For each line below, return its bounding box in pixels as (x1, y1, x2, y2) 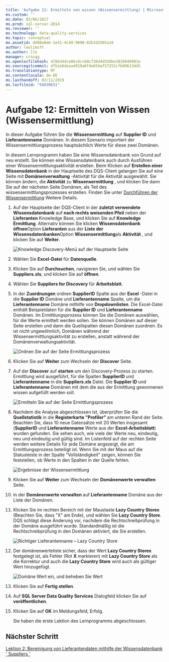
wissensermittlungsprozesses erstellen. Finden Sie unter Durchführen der (6, 189, 158, 195)
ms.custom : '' (6, 12, 36, 17)
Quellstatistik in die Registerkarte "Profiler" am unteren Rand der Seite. (13, 414, 163, 420)
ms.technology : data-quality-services (6, 31, 87, 36)
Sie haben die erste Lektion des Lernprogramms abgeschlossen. (13, 618, 147, 624)
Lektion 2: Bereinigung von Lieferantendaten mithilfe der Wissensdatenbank (6, 645, 162, 652)
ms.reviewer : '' (6, 26, 40, 31)
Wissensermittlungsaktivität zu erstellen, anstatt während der (13, 333, 140, 339)
